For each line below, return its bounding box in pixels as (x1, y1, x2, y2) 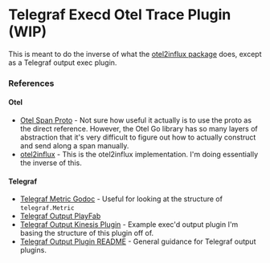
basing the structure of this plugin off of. (19, 229, 154, 238)
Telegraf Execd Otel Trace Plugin (8, 6, 231, 24)
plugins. (19, 245, 47, 255)
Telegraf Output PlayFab (19, 211, 101, 221)
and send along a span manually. (19, 141, 129, 151)
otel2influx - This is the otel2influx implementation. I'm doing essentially (19, 150, 259, 160)
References (8, 78, 55, 89)
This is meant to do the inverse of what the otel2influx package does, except (8, 49, 262, 59)
